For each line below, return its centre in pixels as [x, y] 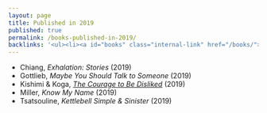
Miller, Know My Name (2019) [68, 92]
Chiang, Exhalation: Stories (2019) [75, 67]
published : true [35, 30]
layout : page [30, 15]
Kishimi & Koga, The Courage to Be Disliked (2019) [103, 85]
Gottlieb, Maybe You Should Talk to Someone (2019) [106, 76]
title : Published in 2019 [51, 23]
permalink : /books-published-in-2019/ [72, 38]
